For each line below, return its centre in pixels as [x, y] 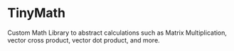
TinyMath [37, 13]
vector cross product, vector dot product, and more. [84, 40]
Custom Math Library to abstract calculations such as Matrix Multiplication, [117, 33]
